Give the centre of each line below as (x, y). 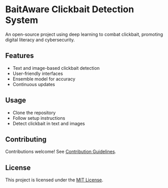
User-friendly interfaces (38, 73)
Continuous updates (34, 84)
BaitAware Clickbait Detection (70, 9)
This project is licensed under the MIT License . (54, 180)
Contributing (26, 139)
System (22, 20)
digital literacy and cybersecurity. (40, 40)
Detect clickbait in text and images (49, 123)
